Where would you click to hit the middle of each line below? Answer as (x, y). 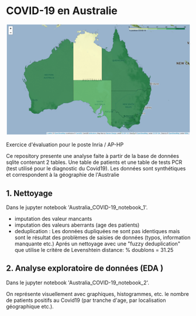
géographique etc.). (30, 306)
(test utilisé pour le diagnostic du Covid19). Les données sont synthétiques (96, 169)
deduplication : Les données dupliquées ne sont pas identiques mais (97, 231)
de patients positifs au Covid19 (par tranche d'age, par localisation (86, 300)
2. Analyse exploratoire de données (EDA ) (85, 268)
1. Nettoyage (29, 193)
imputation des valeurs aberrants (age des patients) (77, 225)
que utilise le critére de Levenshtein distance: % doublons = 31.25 (94, 250)
